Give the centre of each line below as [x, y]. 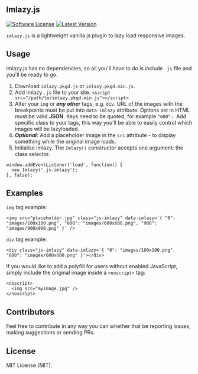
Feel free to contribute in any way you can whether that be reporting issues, [98, 326]
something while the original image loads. [65, 141]
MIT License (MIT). [29, 365]
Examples [25, 193]
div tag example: [27, 239]
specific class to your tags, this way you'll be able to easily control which [103, 122]
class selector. [32, 154]
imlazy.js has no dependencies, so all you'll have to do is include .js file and [99, 68]
